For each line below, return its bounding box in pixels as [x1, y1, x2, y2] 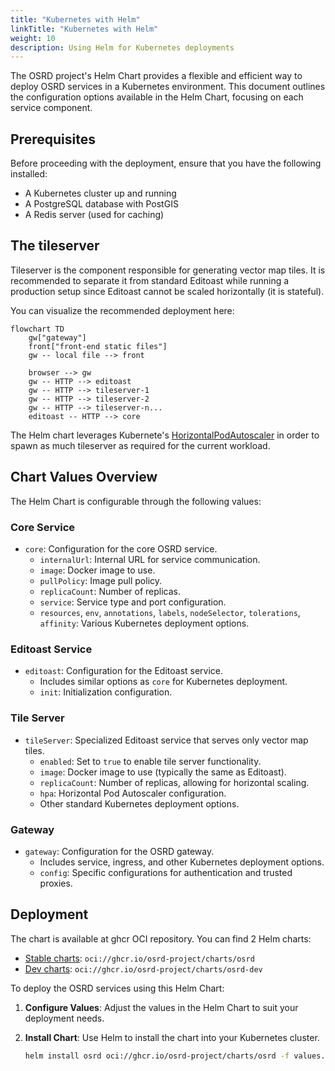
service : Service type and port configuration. [39, 596, 227, 608]
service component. [10, 102, 93, 114]
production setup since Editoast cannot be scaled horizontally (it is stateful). [10, 285, 325, 297]
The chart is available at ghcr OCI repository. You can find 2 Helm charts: [10, 932, 312, 945]
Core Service [10, 520, 76, 534]
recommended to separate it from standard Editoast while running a [10, 274, 290, 286]
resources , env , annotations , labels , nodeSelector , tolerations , [39, 606, 301, 618]
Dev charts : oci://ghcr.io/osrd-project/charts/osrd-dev [24, 962, 263, 975]
